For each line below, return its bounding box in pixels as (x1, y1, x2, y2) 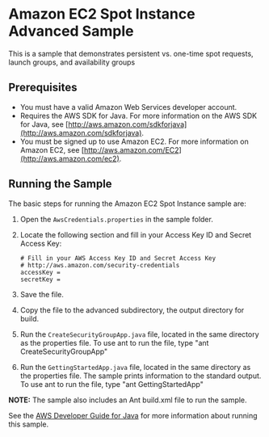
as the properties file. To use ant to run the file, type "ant (19, 338, 209, 347)
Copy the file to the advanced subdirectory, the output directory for (19, 305, 245, 315)
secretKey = (19, 275, 61, 284)
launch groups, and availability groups (8, 57, 136, 67)
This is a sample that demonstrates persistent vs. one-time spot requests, (8, 48, 254, 58)
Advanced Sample (8, 22, 134, 40)
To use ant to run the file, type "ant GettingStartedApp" (19, 379, 204, 389)
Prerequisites (8, 81, 78, 95)
